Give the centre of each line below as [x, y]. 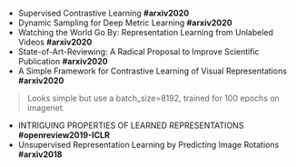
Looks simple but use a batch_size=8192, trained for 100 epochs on [153, 98]
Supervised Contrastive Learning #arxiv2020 [104, 13]
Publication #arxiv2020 [63, 61]
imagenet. [46, 108]
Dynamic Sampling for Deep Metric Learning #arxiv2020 [125, 23]
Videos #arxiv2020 [55, 42]
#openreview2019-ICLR [64, 135]
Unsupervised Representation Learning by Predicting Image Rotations [148, 145]
